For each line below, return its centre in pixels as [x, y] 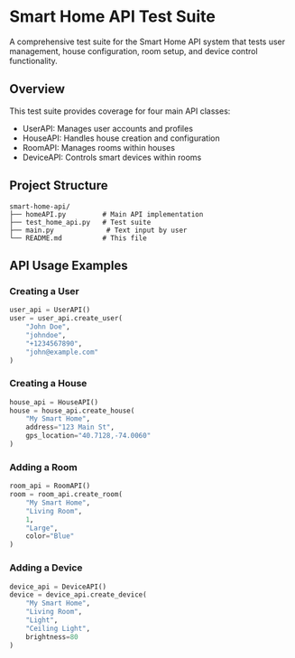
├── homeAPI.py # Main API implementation [106, 214]
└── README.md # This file [78, 238]
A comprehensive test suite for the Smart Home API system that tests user [147, 42]
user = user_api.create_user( [66, 319]
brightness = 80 [52, 637]
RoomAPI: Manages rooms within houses [99, 147]
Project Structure [59, 185]
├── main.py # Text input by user [98, 230]
